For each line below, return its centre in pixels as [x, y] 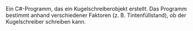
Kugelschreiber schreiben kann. [46, 22]
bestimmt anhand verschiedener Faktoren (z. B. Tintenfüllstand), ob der [96, 15]
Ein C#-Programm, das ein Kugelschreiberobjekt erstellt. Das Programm [96, 9]
